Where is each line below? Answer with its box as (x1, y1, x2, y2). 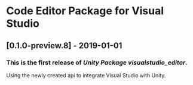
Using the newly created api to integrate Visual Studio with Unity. (6, 71, 166, 78)
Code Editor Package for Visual (6, 4, 164, 18)
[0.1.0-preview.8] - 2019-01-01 (6, 40, 122, 51)
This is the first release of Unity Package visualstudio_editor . (6, 58, 188, 67)
